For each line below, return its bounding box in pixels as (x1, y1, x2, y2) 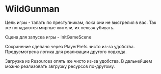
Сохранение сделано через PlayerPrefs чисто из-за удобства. (5, 43, 135, 49)
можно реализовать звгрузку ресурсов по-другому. (5, 63, 115, 69)
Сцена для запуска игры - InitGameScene (5, 34, 92, 40)
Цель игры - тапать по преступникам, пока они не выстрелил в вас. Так (5, 19, 157, 25)
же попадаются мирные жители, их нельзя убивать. (5, 24, 115, 30)
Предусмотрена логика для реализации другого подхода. (5, 49, 127, 55)
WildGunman (5, 3, 60, 15)
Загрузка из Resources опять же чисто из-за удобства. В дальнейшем (5, 58, 152, 64)
